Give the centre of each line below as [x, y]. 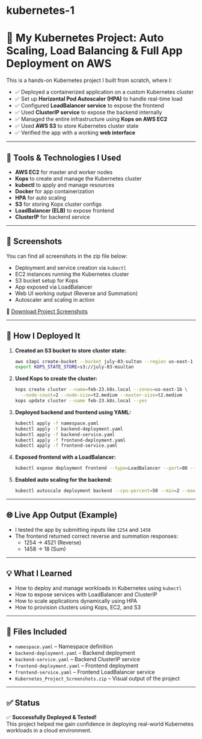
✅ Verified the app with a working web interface [75, 133]
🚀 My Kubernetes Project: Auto [85, 38]
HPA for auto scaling [40, 198]
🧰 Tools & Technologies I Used [64, 157]
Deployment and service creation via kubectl [71, 267]
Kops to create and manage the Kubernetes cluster [78, 178]
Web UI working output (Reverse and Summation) [76, 293]
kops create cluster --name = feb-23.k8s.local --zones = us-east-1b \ [101, 390]
